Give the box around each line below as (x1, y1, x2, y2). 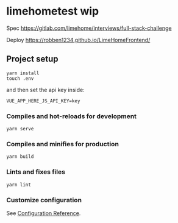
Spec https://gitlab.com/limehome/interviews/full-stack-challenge (6, 24, 172, 32)
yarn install (6, 70, 40, 76)
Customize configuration (6, 196, 82, 204)
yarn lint (6, 182, 32, 188)
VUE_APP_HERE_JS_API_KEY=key (6, 97, 80, 104)
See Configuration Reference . (6, 209, 81, 217)
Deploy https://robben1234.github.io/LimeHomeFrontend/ (6, 36, 151, 43)
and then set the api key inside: (6, 86, 85, 93)
